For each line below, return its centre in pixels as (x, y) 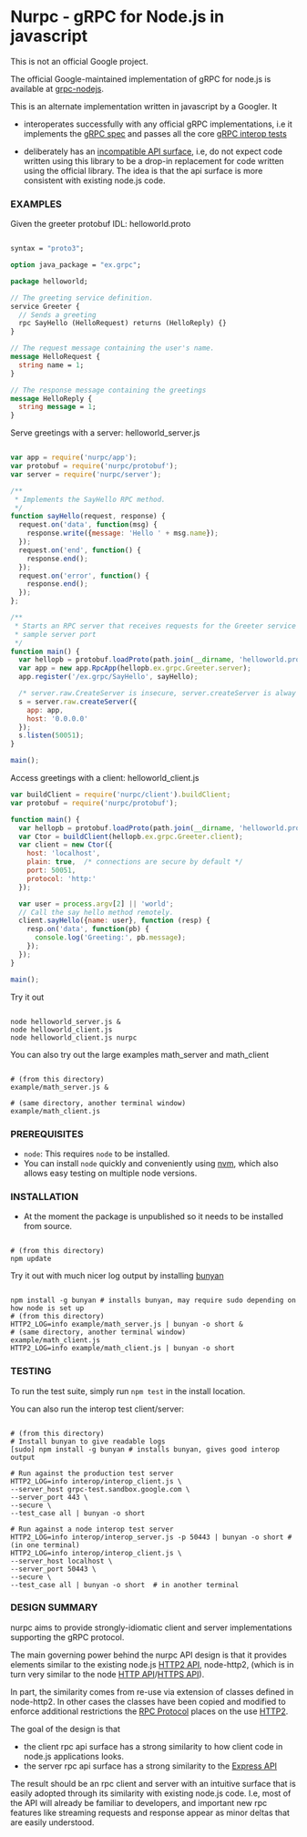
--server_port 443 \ (50, 1497)
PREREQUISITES (47, 1134)
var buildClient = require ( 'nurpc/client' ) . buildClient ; (121, 795)
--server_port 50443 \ (53, 1569)
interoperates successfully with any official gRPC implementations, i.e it (158, 124)
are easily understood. (52, 1822)
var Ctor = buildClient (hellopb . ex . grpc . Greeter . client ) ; (131, 836)
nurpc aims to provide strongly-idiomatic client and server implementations (151, 1627)
